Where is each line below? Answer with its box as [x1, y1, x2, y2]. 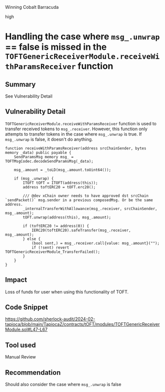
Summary [5, 80, 36, 88]
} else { [23, 236, 41, 241]
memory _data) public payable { [5, 150, 71, 155]
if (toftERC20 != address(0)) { [23, 223, 90, 228]
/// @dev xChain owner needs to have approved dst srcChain [23, 193, 149, 198]
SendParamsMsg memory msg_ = [14, 154, 74, 159]
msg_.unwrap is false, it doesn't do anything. [5, 136, 93, 142]
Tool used [5, 341, 36, 349]
